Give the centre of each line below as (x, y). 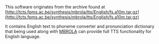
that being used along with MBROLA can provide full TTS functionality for (78, 31)
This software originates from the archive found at (55, 7)
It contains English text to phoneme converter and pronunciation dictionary (80, 26)
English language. (23, 36)
